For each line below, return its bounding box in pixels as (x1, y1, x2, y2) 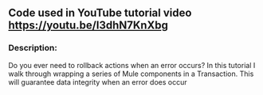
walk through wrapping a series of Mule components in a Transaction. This (8, 69, 254, 78)
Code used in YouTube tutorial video (8, 6, 192, 20)
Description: (8, 43, 57, 54)
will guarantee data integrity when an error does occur (8, 77, 187, 86)
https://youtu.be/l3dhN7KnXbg (8, 19, 169, 32)
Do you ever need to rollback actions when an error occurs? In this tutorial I (8, 60, 256, 70)
